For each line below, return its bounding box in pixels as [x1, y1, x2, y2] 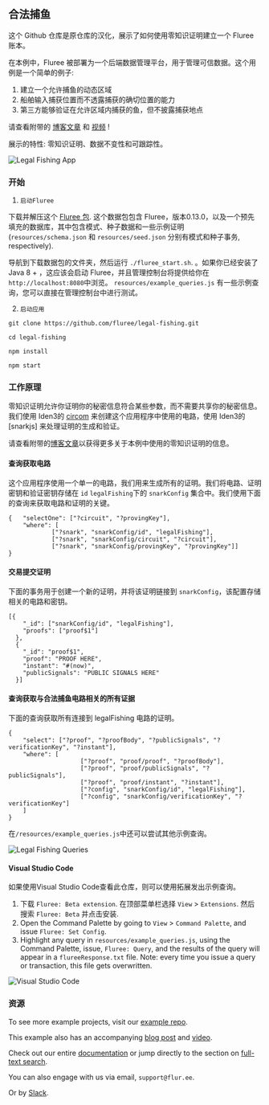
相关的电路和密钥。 [8, 596, 72, 606]
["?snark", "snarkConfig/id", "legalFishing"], [51, 528, 214, 536]
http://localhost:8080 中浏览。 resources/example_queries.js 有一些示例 [8, 278, 252, 288]
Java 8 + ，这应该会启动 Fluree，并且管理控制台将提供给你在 [8, 268, 210, 277]
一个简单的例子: [22, 68, 75, 77]
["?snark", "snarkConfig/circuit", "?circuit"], [51, 535, 218, 543]
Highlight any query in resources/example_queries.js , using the [19, 935, 230, 945]
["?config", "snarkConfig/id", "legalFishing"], [79, 786, 247, 794]
